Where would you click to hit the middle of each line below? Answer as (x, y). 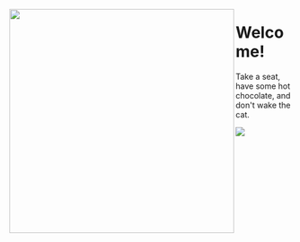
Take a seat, (258, 76)
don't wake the (263, 105)
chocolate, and (263, 95)
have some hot (263, 86)
